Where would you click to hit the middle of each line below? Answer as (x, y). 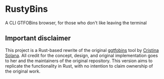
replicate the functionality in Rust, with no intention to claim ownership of (79, 66)
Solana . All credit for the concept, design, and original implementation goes (82, 55)
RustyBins (27, 9)
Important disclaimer (38, 38)
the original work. (23, 71)
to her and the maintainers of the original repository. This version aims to (79, 61)
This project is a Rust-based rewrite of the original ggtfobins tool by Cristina (82, 50)
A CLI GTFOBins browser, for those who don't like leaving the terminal (76, 23)
